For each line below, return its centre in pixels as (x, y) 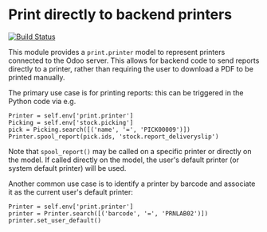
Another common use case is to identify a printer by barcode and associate (132, 184)
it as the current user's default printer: (71, 191)
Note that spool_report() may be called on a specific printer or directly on (130, 151)
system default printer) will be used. (67, 168)
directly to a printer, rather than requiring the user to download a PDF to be (131, 68)
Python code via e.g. (42, 101)
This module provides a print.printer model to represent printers (117, 52)
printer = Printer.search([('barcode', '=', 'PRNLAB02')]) (108, 213)
